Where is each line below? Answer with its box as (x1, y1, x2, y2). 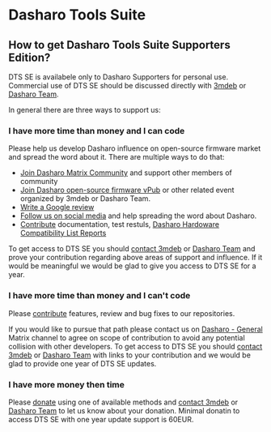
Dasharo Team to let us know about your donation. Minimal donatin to (8, 405, 240, 415)
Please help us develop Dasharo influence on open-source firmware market (8, 143, 261, 153)
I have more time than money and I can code (8, 125, 185, 136)
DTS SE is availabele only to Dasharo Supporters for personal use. (8, 72, 229, 82)
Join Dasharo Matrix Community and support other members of (19, 168, 232, 178)
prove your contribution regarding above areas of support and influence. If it (8, 253, 263, 263)
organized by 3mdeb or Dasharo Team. (19, 194, 151, 203)
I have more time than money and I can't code (8, 290, 191, 302)
